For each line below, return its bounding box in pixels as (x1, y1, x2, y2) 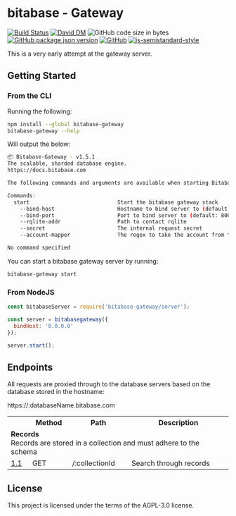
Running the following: (7, 107, 72, 116)
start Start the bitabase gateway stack (13, 199, 218, 206)
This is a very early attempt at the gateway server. (7, 49, 152, 58)
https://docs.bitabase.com (7, 167, 86, 174)
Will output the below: (7, 140, 71, 149)
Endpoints (7, 361, 53, 373)
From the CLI (7, 91, 52, 101)
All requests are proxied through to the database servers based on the (7, 380, 211, 388)
